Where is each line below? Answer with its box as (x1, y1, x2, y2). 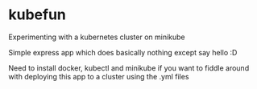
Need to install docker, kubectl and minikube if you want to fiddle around (8, 63, 250, 73)
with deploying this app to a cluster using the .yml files (8, 71, 189, 81)
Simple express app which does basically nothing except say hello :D (8, 47, 238, 57)
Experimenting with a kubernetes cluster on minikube (8, 32, 185, 42)
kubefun (8, 6, 67, 24)
